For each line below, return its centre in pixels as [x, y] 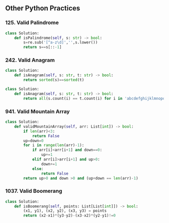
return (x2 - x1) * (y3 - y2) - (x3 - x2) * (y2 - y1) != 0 [69, 216]
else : [38, 169]
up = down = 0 [33, 141]
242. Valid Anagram [30, 60]
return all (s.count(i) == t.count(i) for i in [73, 98]
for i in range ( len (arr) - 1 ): [54, 145]
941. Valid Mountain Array [37, 111]
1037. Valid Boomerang [34, 191]
